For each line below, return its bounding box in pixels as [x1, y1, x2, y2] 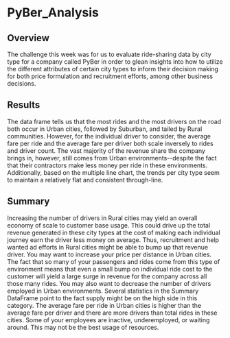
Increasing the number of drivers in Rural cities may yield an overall [7, 214, 198, 222]
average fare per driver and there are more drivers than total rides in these [7, 309, 218, 317]
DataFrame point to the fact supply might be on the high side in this [7, 293, 198, 302]
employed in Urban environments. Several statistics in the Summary [7, 287, 199, 295]
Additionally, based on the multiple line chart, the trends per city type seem [7, 168, 220, 176]
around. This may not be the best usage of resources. [7, 323, 159, 331]
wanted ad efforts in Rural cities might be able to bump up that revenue [7, 243, 208, 251]
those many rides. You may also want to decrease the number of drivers [7, 279, 211, 287]
